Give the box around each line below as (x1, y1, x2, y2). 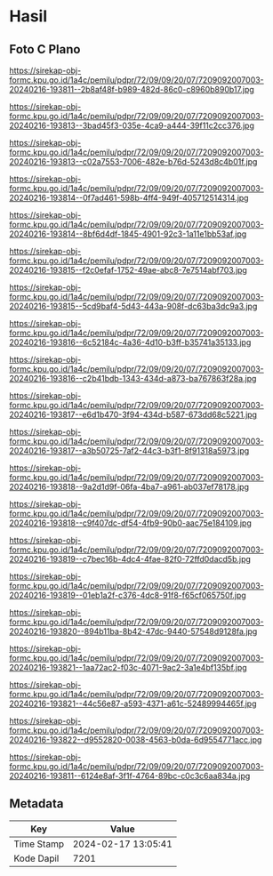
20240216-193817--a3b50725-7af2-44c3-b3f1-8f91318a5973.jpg (9, 446, 250, 455)
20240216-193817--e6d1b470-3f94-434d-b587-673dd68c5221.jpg (9, 409, 258, 420)
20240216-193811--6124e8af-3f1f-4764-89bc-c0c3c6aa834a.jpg (9, 771, 251, 781)
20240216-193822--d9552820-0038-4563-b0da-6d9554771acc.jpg (9, 735, 262, 744)
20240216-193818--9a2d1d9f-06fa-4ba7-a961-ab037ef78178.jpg (9, 482, 249, 492)
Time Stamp (13, 838, 65, 850)
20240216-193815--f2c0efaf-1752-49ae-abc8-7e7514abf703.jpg (9, 265, 247, 275)
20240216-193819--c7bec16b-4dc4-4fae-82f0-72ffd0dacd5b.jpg (9, 554, 252, 564)
